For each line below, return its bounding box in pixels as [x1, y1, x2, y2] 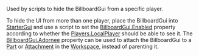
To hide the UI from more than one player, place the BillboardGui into [6, 17, 178, 24]
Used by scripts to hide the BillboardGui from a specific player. [6, 5, 163, 12]
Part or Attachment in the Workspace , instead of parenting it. [6, 43, 159, 50]
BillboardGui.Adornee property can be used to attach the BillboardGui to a [6, 37, 192, 43]
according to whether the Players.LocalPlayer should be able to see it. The [6, 30, 193, 37]
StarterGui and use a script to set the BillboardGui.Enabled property [6, 24, 176, 30]
